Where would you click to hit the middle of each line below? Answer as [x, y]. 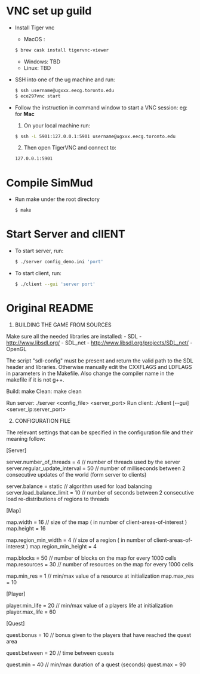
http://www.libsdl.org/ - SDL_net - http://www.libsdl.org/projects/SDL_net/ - [99, 343]
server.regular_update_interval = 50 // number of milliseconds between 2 [96, 468]
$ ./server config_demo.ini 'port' [59, 262]
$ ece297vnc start [38, 96]
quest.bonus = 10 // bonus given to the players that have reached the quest [99, 635]
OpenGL [16, 349]
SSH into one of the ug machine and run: [65, 80]
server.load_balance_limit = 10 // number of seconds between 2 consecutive [100, 492]
